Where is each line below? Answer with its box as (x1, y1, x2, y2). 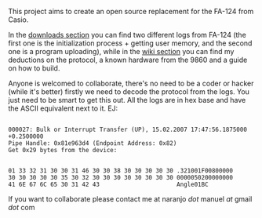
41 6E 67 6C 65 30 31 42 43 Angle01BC (8, 180, 209, 188)
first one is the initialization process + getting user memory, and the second (8, 38, 253, 48)
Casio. (8, 15, 29, 24)
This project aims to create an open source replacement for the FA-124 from (8, 7, 254, 16)
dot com (8, 203, 35, 212)
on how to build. (8, 64, 60, 73)
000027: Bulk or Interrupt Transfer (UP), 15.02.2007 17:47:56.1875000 (8, 125, 247, 133)
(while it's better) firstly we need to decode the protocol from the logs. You (8, 87, 249, 96)
